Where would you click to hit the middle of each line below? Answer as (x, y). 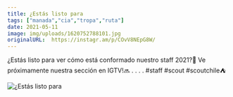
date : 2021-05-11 (33, 27)
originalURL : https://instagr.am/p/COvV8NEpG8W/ (82, 40)
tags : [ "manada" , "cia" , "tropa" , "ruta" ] (66, 20)
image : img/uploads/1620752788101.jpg (64, 33)
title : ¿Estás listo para (45, 14)
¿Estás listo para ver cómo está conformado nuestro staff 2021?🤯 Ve (107, 60)
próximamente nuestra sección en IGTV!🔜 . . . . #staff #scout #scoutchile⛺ (117, 70)
